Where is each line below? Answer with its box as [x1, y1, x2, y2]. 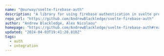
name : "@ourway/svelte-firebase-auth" [5, 7, 84, 12]
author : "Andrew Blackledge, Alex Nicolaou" [5, 20, 97, 26]
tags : [5, 35, 16, 39]
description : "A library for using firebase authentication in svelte [5, 12, 152, 17]
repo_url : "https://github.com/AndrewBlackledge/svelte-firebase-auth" [5, 16, 154, 21]
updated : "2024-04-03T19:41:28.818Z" [5, 30, 82, 35]
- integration [9, 43, 38, 48]
